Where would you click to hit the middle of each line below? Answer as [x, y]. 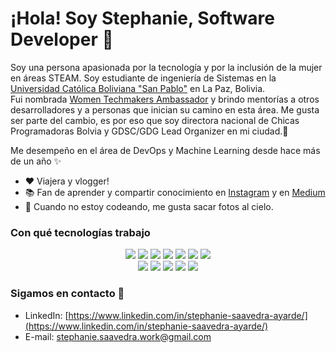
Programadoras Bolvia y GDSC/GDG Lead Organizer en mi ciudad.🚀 [149, 131]
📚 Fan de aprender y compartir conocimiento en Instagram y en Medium [175, 192]
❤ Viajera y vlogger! [67, 181]
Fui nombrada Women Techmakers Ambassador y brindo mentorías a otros [165, 99]
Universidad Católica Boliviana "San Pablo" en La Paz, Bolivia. [138, 88]
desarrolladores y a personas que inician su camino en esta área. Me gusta [165, 109]
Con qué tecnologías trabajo [80, 232]
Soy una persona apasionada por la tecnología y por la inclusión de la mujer [166, 67]
